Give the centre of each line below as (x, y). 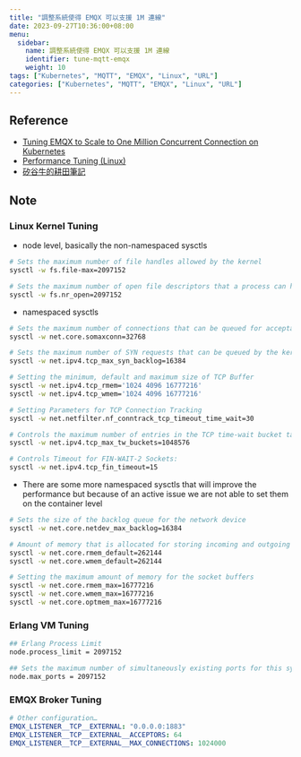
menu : (19, 34)
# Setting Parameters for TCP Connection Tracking (106, 410)
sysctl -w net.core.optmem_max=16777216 (86, 602)
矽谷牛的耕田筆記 (54, 172)
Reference (39, 120)
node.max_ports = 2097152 (57, 676)
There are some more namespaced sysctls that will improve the (139, 484)
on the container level (62, 503)
